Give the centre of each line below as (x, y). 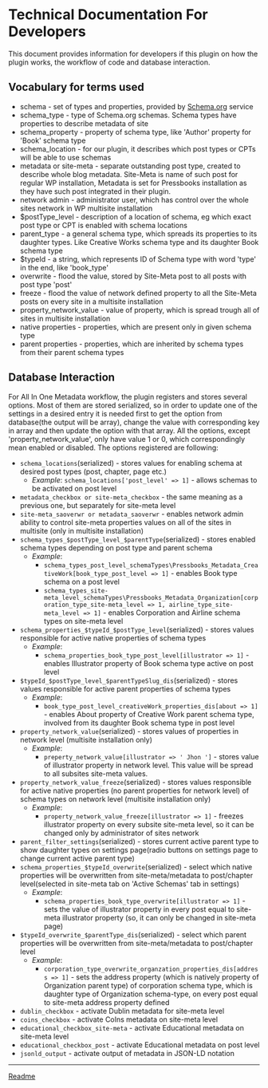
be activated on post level (74, 488)
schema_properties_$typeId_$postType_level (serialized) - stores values (137, 629)
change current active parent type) (77, 858)
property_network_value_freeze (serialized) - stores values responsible (136, 782)
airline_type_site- (201, 605)
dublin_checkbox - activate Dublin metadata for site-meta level (122, 1011)
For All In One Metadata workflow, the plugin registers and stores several (128, 396)
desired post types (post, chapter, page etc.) (93, 471)
